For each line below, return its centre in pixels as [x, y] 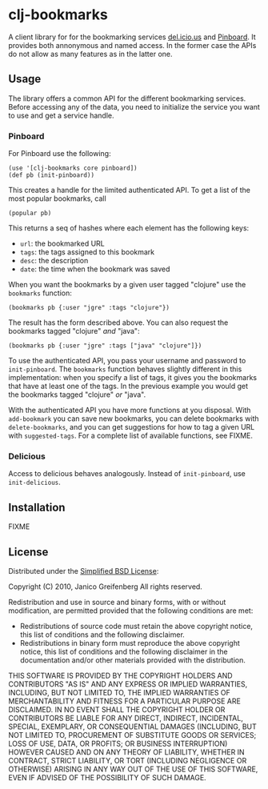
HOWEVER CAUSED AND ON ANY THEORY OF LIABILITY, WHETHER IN [127, 752]
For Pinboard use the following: [60, 154]
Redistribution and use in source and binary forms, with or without [117, 602]
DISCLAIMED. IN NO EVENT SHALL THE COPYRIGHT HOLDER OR [117, 709]
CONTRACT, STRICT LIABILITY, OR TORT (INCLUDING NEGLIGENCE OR [128, 760]
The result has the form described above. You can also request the [118, 322]
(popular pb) [30, 214]
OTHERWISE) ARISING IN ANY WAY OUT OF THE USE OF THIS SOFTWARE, [133, 769]
